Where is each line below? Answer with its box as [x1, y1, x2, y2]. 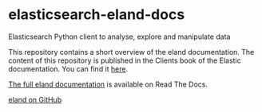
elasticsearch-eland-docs [8, 6, 185, 24]
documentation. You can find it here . [8, 64, 129, 73]
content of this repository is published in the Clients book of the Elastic [8, 56, 241, 65]
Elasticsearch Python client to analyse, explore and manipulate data [8, 32, 231, 41]
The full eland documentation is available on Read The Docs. [8, 79, 208, 89]
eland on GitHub [8, 95, 62, 104]
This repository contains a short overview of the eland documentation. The [8, 47, 255, 56]
